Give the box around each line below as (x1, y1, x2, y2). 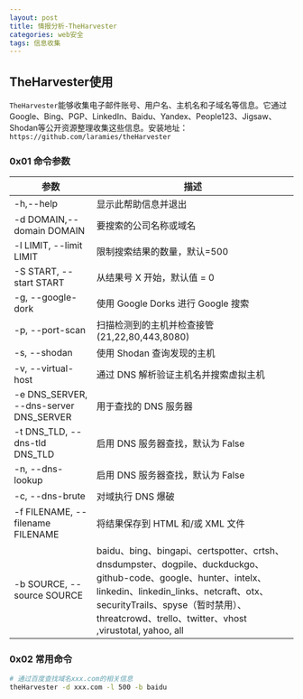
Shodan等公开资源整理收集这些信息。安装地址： (9, 123, 188, 134)
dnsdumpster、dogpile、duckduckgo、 (96, 558, 264, 571)
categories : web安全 (9, 30, 84, 39)
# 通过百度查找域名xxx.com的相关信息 (9, 674, 133, 683)
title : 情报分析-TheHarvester (9, 22, 117, 31)
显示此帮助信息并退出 (96, 198, 188, 210)
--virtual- (29, 362, 74, 375)
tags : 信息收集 (9, 38, 61, 48)
